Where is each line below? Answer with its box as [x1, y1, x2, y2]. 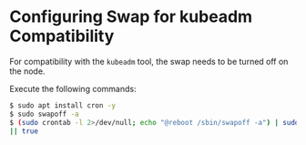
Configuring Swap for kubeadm [9, 6, 253, 27]
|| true [9, 126, 39, 136]
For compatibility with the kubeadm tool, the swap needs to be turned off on [9, 56, 289, 67]
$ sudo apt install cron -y [9, 100, 117, 110]
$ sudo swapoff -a [9, 109, 79, 119]
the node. [9, 66, 46, 77]
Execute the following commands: [9, 83, 137, 94]
